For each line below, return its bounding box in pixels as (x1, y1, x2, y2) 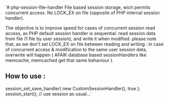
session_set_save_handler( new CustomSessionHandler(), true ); (5, 85, 141, 91)
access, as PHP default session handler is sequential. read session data (5, 30, 156, 36)
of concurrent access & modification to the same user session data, (5, 47, 148, 52)
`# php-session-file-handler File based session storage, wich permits (5, 5, 151, 10)
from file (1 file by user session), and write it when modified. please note (5, 36, 157, 42)
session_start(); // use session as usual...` (5, 91, 93, 97)
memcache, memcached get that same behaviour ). (5, 57, 114, 63)
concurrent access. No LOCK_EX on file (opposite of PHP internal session (5, 10, 160, 16)
